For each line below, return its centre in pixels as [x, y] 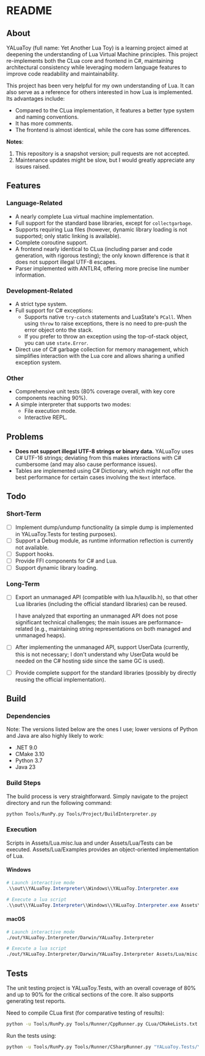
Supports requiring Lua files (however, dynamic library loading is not [101, 229]
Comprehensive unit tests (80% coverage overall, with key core [95, 391]
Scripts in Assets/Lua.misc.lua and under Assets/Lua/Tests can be [89, 843]
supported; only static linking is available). [68, 236]
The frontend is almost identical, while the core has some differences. [103, 130]
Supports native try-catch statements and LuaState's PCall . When [108, 317]
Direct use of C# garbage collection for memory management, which [102, 349]
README [29, 11]
